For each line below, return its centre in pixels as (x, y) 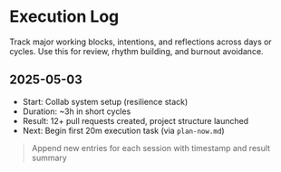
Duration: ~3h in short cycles (77, 111)
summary (49, 158)
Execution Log (64, 17)
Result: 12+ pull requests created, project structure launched (136, 120)
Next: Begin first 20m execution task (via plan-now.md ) (123, 130)
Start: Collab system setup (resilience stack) (105, 101)
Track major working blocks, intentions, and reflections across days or (140, 42)
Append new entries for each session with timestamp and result (150, 148)
